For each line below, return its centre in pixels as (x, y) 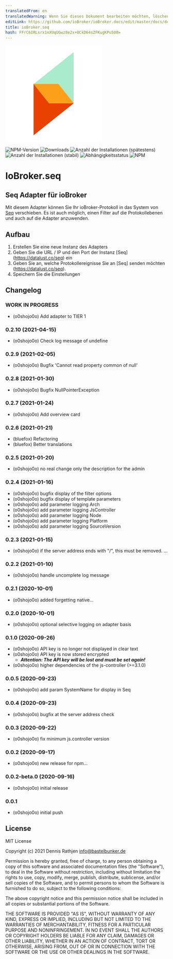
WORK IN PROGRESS (32, 305)
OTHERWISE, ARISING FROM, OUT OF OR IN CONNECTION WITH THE (80, 946)
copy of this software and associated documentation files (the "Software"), (85, 866)
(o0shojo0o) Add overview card (47, 414)
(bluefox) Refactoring (35, 439)
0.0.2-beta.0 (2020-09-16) (40, 777)
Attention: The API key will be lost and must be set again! (83, 660)
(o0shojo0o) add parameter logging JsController (64, 510)
